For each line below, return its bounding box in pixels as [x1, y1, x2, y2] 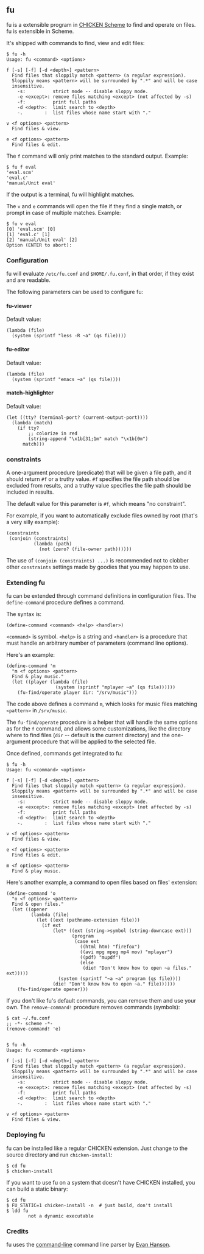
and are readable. [6, 276, 51, 284]
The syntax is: [6, 611, 41, 618]
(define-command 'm [6, 663, 56, 669]
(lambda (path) [33, 541, 72, 547]
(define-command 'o [6, 891, 56, 897]
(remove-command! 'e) [6, 1026, 62, 1032]
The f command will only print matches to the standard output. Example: [6, 152, 188, 159]
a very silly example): [6, 519, 60, 526]
